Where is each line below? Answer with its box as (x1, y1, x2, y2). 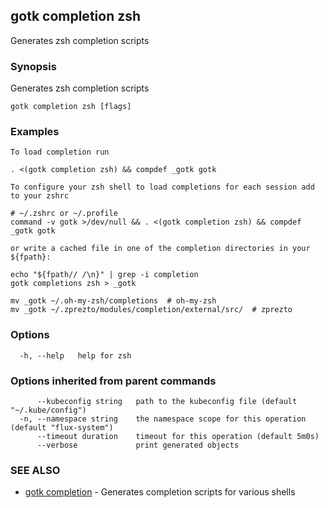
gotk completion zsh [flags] (10, 102, 132, 112)
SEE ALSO (10, 463, 61, 477)
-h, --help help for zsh (19, 350, 132, 361)
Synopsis (10, 59, 57, 73)
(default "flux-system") (10, 423, 114, 433)
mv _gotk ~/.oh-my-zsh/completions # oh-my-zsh (10, 296, 217, 306)
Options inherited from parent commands (10, 374, 217, 388)
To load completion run (10, 147, 110, 158)
